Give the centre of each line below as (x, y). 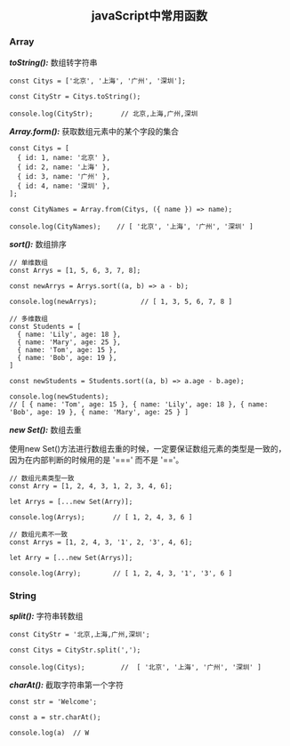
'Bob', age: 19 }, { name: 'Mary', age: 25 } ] (99, 412)
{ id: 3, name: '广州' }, (64, 176)
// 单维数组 (29, 262)
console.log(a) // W (49, 733)
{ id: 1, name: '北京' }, (64, 157)
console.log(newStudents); (59, 397)
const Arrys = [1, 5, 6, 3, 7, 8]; (75, 270)
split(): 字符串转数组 (46, 615)
